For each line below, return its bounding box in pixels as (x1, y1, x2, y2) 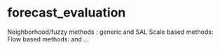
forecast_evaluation (7, 5, 126, 21)
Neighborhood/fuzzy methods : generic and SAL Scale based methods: (7, 28, 214, 36)
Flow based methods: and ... (7, 35, 90, 43)
